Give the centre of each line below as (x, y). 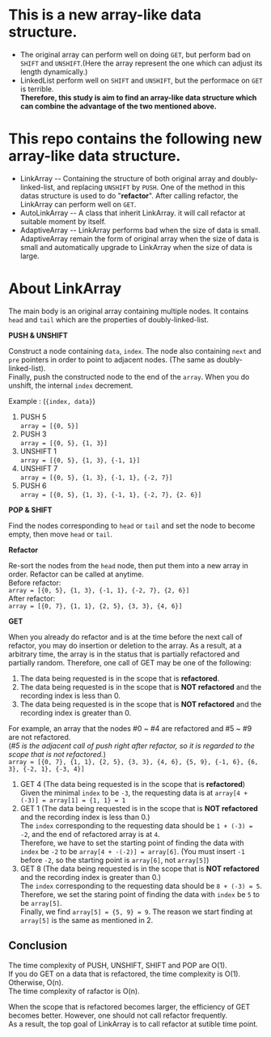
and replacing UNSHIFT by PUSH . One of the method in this (151, 187)
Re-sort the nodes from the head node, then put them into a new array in (128, 565)
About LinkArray (65, 289)
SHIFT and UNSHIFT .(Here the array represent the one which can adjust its (141, 63)
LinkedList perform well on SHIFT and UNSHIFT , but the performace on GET (141, 80)
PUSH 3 (33, 434)
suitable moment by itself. (63, 221)
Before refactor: (35, 582)
